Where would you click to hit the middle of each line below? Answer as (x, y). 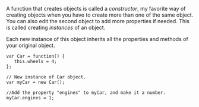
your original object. (31, 45)
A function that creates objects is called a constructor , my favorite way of (96, 9)
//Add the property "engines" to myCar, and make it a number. (86, 93)
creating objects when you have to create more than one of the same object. (100, 15)
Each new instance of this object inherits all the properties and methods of (97, 39)
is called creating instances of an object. (56, 27)
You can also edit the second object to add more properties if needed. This (98, 21)
